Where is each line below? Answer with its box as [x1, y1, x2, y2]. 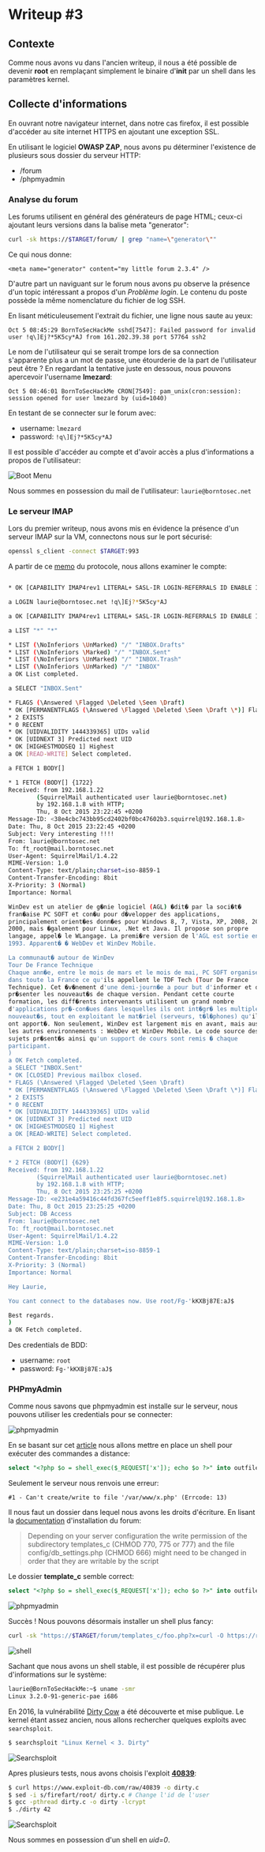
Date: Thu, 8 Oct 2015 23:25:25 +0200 [8, 1202, 136, 1211]
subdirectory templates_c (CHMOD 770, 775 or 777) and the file [27, 1539, 235, 1549]
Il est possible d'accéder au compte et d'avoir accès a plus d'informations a [8, 447, 255, 456]
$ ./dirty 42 [8, 1805, 51, 1813]
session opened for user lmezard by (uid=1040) [8, 394, 168, 402]
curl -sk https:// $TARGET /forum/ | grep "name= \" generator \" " [8, 235, 217, 244]
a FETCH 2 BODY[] [8, 1144, 65, 1152]
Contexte [8, 37, 55, 51]
